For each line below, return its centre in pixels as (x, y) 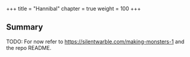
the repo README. (29, 47)
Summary (25, 27)
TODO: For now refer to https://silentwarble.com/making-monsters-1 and (95, 42)
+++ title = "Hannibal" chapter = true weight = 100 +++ (74, 9)
